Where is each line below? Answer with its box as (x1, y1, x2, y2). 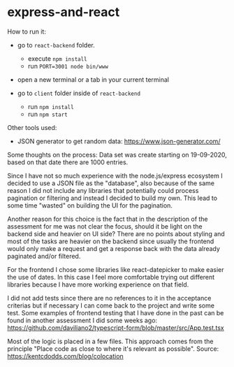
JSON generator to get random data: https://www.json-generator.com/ (17, 137, 221, 145)
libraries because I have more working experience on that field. (7, 280, 189, 289)
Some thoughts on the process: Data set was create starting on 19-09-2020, (7, 150, 227, 159)
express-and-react (7, 4, 120, 20)
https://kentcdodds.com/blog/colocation (7, 352, 124, 360)
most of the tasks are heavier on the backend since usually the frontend (7, 237, 214, 245)
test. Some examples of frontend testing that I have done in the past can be (7, 308, 224, 317)
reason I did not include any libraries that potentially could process (7, 186, 199, 194)
